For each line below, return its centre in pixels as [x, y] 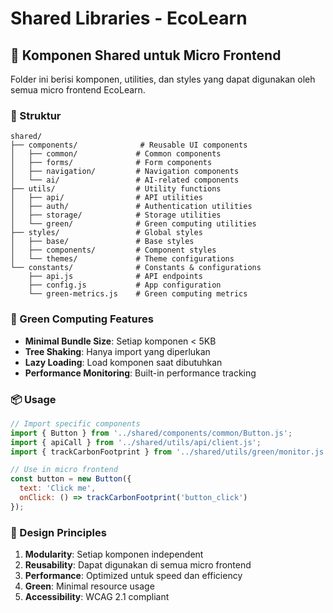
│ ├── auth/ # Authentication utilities [131, 207]
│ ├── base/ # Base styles [102, 242]
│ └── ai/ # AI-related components [125, 180]
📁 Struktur [36, 115]
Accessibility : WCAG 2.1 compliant [97, 597]
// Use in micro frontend [64, 470]
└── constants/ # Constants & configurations [136, 268]
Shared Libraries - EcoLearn [129, 18]
